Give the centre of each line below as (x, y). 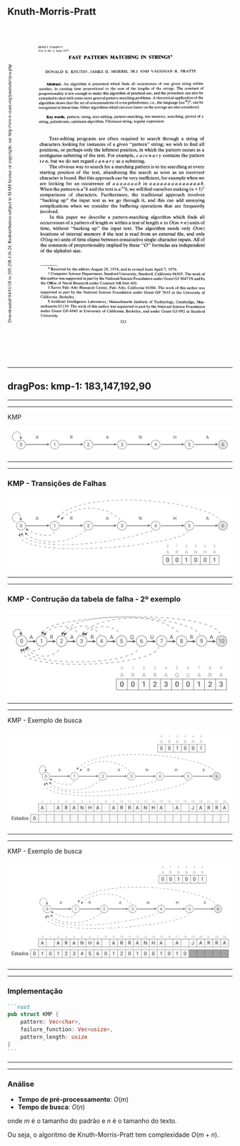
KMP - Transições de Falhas (57, 484)
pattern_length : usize (54, 1037)
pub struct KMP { (33, 1015)
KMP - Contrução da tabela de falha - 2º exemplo (94, 599)
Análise (21, 1084)
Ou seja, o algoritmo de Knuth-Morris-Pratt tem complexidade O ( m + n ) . (113, 1135)
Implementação (35, 991)
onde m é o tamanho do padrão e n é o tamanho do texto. (92, 1120)
